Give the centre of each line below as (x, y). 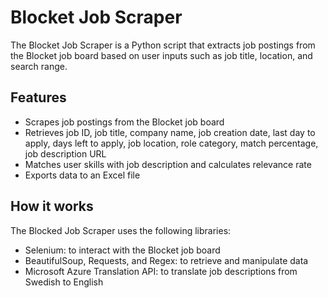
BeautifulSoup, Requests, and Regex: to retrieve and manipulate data (166, 260)
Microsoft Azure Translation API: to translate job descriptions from (161, 271)
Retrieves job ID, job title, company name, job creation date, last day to (170, 132)
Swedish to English (64, 282)
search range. (39, 66)
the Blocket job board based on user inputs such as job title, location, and (161, 55)
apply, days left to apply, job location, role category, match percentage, (171, 143)
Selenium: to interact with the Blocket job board (122, 250)
